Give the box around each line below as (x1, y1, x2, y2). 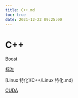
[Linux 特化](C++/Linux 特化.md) (5, 77, 73, 83)
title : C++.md (5, 7, 35, 13)
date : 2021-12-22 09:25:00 (5, 17, 62, 22)
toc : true (5, 12, 26, 17)
